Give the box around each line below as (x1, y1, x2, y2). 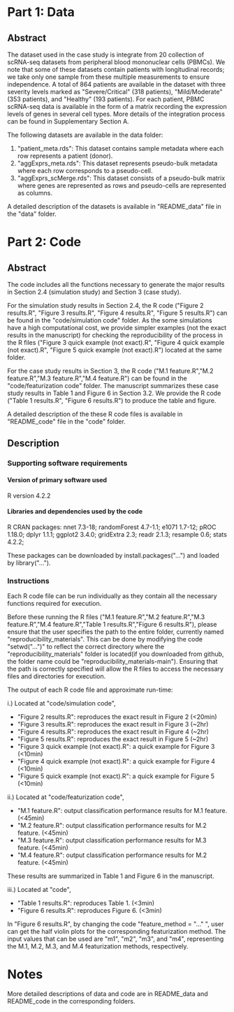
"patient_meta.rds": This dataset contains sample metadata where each (17, 144, 224, 152)
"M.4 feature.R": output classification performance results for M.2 (17, 851, 207, 859)
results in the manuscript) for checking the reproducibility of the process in (7, 331, 224, 339)
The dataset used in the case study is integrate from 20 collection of (7, 50, 205, 59)
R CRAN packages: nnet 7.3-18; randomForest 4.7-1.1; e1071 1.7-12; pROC (7, 523, 217, 531)
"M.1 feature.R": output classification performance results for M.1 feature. (17, 807, 228, 815)
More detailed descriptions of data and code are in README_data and (7, 989, 208, 998)
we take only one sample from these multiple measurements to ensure (7, 73, 210, 81)
